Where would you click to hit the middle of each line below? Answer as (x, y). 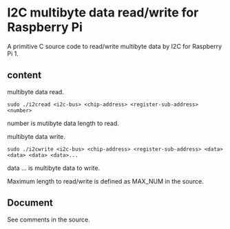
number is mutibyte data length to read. (63, 123)
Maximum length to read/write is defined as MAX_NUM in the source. (106, 181)
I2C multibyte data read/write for (103, 13)
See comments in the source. (49, 219)
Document (30, 203)
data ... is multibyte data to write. (54, 168)
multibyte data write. (36, 136)
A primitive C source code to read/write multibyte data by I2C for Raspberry (115, 46)
